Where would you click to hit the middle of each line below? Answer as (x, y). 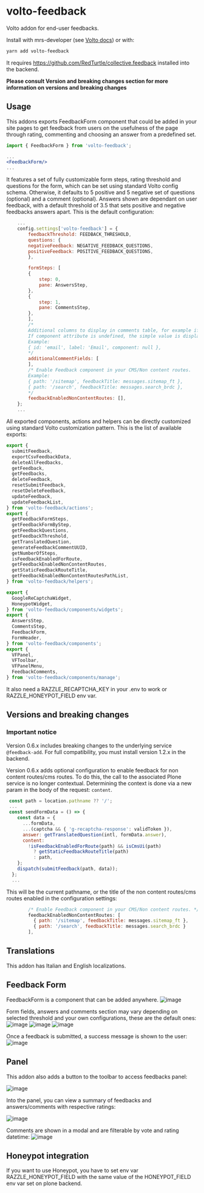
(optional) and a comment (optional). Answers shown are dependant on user (102, 199)
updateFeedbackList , (38, 502)
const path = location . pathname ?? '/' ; (61, 801)
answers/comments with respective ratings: (61, 1106)
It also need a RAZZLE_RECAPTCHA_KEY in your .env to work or (87, 689)
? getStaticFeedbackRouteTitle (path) (81, 852)
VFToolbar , (25, 661)
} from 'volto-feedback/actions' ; (50, 508)
